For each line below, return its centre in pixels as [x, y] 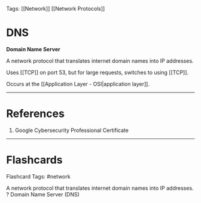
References [35, 114]
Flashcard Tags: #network [38, 176]
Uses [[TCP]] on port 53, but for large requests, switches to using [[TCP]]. [98, 72]
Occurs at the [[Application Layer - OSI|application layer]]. [78, 84]
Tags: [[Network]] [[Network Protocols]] [56, 9]
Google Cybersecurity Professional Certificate [71, 130]
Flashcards [34, 160]
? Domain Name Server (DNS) [43, 194]
